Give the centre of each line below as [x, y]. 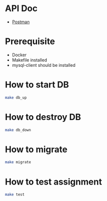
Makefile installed [29, 60]
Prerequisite [30, 41]
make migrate [18, 162]
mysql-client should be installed [44, 65]
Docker [19, 55]
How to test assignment [53, 182]
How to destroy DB [43, 117]
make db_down [18, 130]
